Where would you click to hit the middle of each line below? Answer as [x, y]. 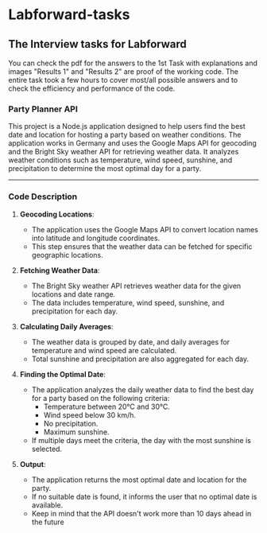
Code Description [43, 196]
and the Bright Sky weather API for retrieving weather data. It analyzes [124, 152]
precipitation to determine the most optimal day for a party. [105, 169]
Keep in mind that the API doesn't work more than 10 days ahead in [141, 513]
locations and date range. [74, 294]
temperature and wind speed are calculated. [104, 350]
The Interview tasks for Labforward [97, 44]
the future [48, 522]
